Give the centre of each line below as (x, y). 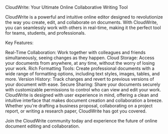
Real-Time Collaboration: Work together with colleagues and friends (75, 52)
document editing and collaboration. (43, 126)
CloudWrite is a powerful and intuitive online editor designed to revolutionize (84, 17)
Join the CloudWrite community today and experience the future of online (81, 121)
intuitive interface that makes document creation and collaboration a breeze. (84, 100)
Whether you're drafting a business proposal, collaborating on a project (79, 106)
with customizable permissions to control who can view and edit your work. (83, 90)
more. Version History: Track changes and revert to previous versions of (80, 79)
